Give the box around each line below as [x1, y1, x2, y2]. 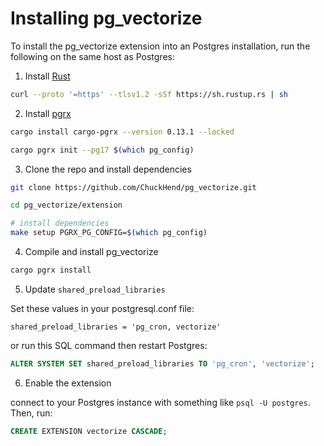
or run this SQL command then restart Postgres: [10, 339, 208, 351]
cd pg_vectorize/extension [10, 200, 123, 211]
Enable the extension [24, 377, 112, 389]
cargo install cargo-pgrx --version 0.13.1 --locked [10, 127, 235, 137]
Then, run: [10, 407, 53, 419]
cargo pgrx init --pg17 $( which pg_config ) [10, 145, 195, 155]
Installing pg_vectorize [10, 7, 203, 30]
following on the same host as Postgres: [10, 50, 175, 62]
